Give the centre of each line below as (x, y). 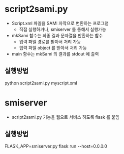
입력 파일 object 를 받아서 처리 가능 (53, 48)
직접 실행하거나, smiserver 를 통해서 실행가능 (62, 29)
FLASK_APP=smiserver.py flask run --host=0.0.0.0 (56, 146)
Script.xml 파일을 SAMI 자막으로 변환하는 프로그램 (60, 23)
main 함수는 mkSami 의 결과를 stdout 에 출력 (55, 54)
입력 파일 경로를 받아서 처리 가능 (50, 41)
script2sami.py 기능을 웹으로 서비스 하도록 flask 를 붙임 (66, 117)
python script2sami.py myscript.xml (41, 83)
